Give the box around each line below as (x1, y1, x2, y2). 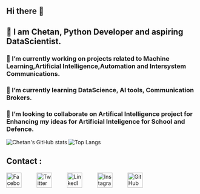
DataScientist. (6, 36, 62, 46)
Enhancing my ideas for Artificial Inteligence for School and (6, 117, 185, 125)
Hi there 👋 (6, 6, 44, 16)
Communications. (6, 69, 61, 78)
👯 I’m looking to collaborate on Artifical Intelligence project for (6, 110, 193, 118)
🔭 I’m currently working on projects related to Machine (6, 54, 170, 62)
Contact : (6, 156, 42, 167)
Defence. (6, 125, 35, 133)
